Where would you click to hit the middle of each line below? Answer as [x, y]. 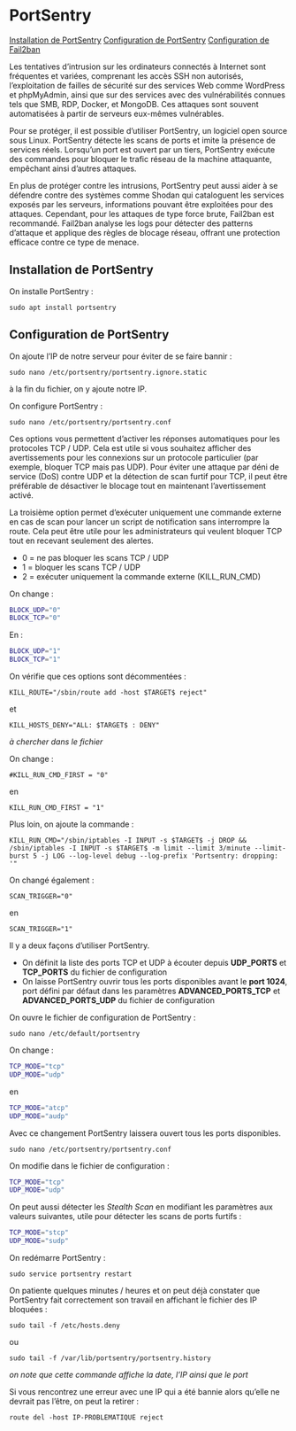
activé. [21, 495]
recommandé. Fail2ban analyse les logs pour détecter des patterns [131, 223]
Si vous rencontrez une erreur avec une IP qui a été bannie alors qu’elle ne [144, 1392]
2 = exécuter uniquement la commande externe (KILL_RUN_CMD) [141, 576]
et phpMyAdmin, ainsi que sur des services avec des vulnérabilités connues [147, 95]
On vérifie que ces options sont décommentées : [98, 677]
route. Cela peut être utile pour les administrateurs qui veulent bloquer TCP [146, 531]
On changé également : [52, 880]
